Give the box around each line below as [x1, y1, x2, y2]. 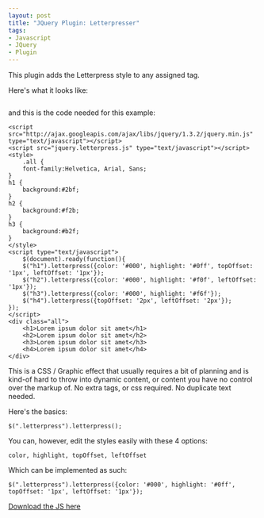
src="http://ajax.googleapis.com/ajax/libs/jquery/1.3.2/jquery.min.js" [8, 130, 254, 138]
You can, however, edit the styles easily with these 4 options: [8, 436, 208, 445]
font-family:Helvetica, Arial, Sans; [22, 165, 147, 173]
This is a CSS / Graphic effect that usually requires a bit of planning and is [8, 366, 250, 375]
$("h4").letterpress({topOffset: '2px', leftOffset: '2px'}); [22, 297, 232, 305]
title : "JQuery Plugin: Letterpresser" [8, 19, 140, 27]
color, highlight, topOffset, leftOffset [8, 451, 147, 459]
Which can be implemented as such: [8, 466, 128, 474]
